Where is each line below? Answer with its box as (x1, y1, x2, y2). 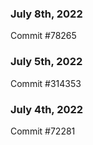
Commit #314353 (10, 77, 82, 89)
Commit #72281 (10, 125, 76, 137)
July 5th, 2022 (10, 55, 83, 69)
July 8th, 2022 (10, 7, 83, 21)
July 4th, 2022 (10, 102, 84, 116)
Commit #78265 (10, 30, 77, 42)
